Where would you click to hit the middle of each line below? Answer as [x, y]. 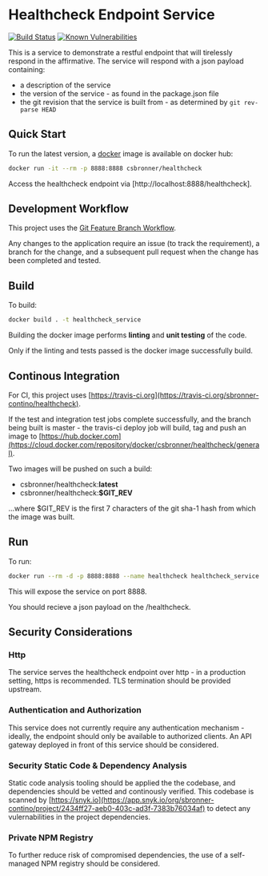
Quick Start [37, 134]
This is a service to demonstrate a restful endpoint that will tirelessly [121, 52]
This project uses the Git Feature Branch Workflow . [92, 228]
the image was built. [42, 517]
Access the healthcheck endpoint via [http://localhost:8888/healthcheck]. [130, 184]
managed [24, 864]
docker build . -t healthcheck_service [75, 320]
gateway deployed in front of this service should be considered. [114, 745]
